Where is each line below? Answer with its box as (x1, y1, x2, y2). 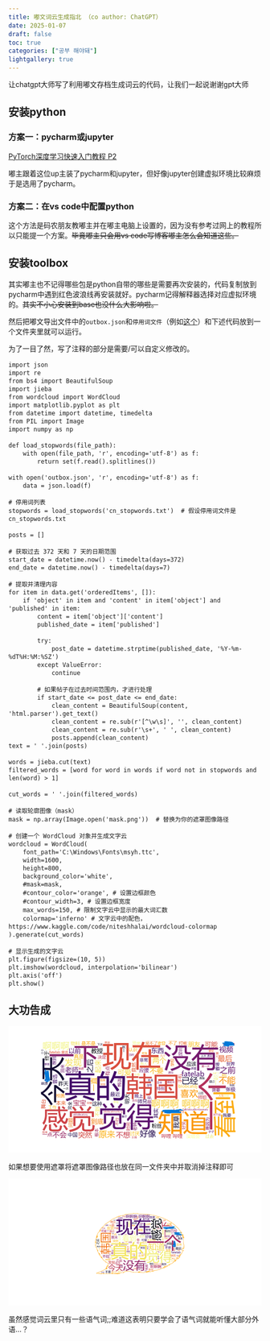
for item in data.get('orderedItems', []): (8, 588, 157, 596)
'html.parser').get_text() (8, 710, 99, 718)
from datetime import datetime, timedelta (8, 409, 153, 417)
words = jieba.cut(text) (8, 758, 92, 766)
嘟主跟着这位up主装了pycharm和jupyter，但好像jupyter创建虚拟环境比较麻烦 (8, 168, 261, 178)
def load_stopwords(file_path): (8, 441, 117, 449)
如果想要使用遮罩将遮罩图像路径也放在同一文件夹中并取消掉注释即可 (8, 1161, 234, 1171)
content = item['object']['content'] (37, 612, 163, 620)
